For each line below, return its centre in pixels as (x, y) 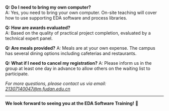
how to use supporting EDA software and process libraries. (66, 18)
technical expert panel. (29, 38)
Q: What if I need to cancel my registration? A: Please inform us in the (78, 63)
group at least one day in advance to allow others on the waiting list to (78, 68)
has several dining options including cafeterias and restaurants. (71, 53)
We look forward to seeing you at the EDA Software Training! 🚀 (72, 103)
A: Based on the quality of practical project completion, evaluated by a (78, 33)
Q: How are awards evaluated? (38, 28)
